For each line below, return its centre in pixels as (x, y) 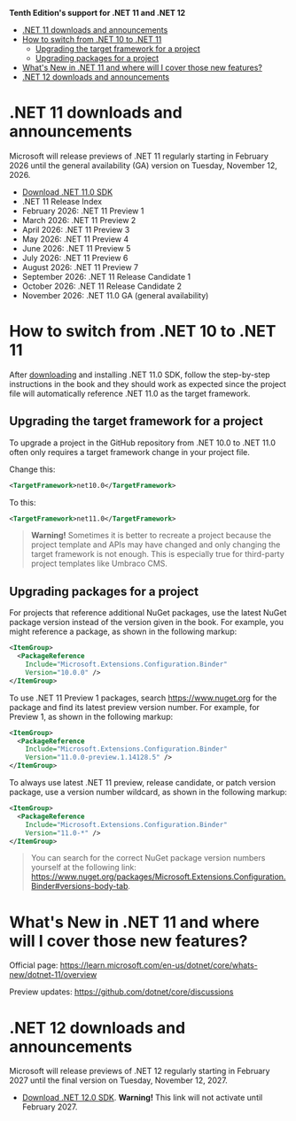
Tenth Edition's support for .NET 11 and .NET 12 (97, 13)
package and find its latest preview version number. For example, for (134, 707)
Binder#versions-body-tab (79, 886)
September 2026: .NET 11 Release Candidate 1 (106, 276)
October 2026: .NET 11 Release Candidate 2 (101, 286)
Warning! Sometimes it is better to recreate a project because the (151, 536)
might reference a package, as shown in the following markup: (123, 631)
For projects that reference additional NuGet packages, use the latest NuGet (148, 613)
